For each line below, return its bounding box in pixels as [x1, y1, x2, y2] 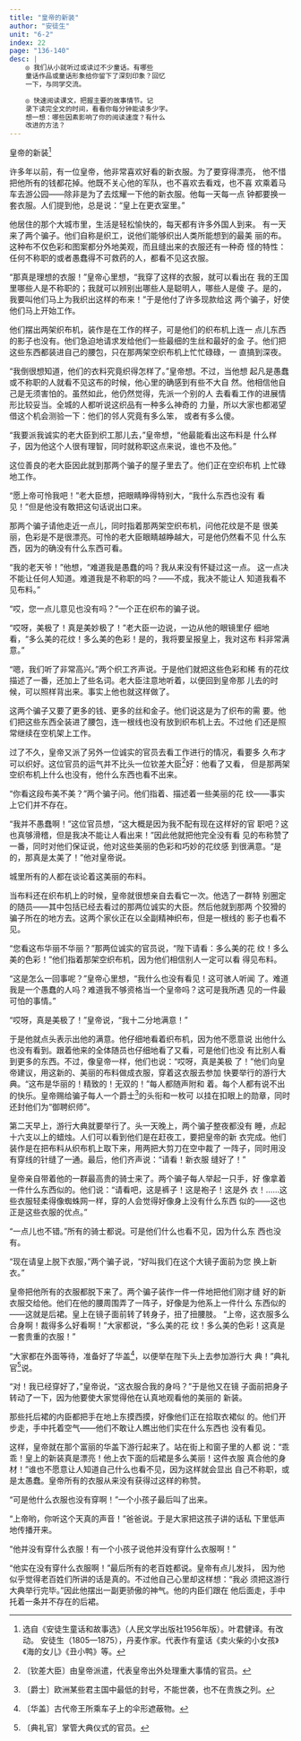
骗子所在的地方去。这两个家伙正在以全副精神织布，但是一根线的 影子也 [9, 913, 271, 923]
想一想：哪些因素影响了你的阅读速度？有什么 [25, 113, 166, 122]
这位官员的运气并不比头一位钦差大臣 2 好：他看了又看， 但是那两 [47, 757, 283, 769]
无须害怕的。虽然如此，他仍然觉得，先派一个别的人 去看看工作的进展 [24, 387, 279, 399]
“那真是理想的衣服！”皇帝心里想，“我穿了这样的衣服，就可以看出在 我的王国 [9, 271, 289, 282]
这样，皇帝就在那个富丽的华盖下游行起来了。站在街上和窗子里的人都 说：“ [9, 1442, 282, 1452]
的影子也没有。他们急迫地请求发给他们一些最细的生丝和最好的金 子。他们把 [9, 335, 287, 346]
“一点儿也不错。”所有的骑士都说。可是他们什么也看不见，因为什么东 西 [9, 1226, 266, 1237]
